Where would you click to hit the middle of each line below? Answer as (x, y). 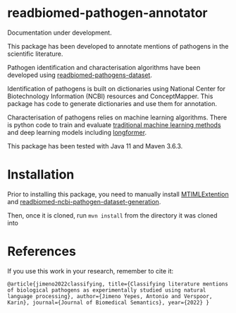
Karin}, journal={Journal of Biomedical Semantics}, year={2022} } (108, 302)
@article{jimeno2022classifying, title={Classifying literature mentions (118, 284)
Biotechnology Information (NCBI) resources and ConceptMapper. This (110, 96)
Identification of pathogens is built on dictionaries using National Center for (116, 88)
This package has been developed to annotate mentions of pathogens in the (118, 46)
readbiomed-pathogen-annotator (107, 13)
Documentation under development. (60, 33)
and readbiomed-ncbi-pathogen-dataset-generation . (84, 201)
